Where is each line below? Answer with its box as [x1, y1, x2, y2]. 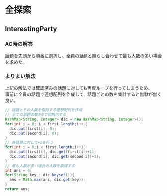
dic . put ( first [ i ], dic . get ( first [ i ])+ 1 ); [9, 149, 97, 155]
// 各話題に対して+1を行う [5, 140, 54, 145]
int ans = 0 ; [5, 168, 32, 173]
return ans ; [5, 187, 30, 192]
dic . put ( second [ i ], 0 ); [9, 131, 59, 136]
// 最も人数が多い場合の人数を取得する [5, 163, 75, 168]
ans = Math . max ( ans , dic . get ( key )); [9, 177, 85, 182]
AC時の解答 [5, 40, 33, 47]
